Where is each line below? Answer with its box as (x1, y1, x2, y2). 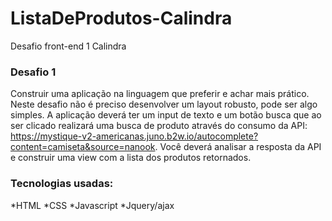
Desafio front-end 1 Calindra (10, 40, 127, 52)
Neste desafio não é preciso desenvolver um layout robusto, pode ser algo (10, 98, 318, 111)
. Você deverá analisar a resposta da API (154, 141, 322, 153)
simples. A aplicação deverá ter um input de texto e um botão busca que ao (10, 109, 322, 121)
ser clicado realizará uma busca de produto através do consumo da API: (10, 120, 308, 132)
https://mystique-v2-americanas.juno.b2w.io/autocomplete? (10, 130, 259, 142)
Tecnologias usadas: (10, 177, 114, 191)
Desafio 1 (10, 65, 57, 79)
